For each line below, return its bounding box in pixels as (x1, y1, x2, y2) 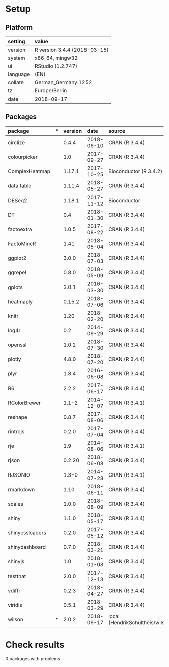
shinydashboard (8, 543, 46, 550)
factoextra (8, 226, 32, 233)
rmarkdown (8, 486, 35, 493)
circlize (8, 139, 25, 146)
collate (8, 79, 24, 86)
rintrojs (8, 428, 25, 435)
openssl (8, 341, 27, 348)
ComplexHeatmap (8, 168, 51, 175)
